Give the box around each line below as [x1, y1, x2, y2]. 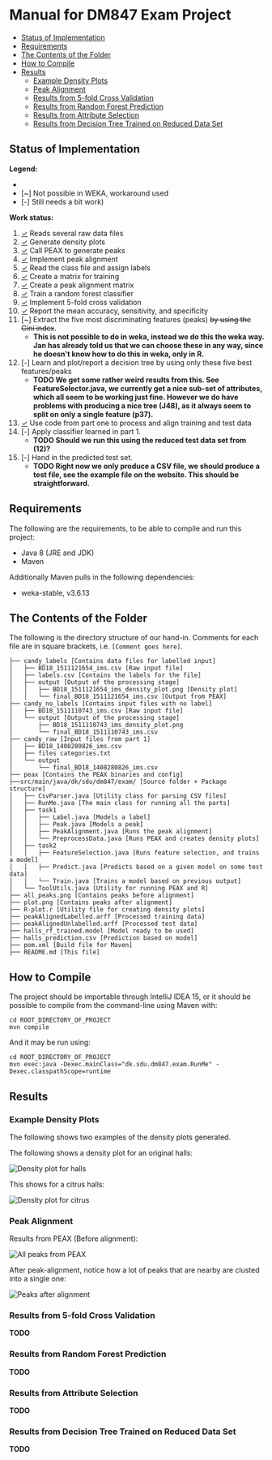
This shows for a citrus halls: [9, 1179, 104, 1189]
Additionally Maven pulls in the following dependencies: [9, 572, 195, 582]
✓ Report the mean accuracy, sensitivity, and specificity [20, 306, 209, 316]
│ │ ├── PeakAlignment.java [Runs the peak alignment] [9, 828, 213, 836]
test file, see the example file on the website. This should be [32, 469, 240, 480]
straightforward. [32, 478, 90, 488]
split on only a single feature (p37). [32, 409, 154, 419]
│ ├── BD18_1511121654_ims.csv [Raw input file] [9, 664, 184, 673]
